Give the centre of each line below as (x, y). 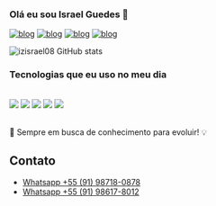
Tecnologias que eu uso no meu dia (88, 75)
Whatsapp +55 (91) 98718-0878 (81, 183)
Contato (32, 161)
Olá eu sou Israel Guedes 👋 (69, 14)
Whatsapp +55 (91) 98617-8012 (81, 192)
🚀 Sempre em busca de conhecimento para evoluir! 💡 (108, 132)
